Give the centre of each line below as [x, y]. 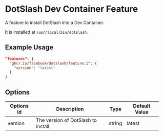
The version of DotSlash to [66, 120]
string [116, 123]
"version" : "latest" [35, 68]
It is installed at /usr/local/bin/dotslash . [47, 32]
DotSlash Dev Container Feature [72, 9]
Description [70, 109]
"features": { [20, 59]
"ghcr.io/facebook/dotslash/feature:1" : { [53, 63]
